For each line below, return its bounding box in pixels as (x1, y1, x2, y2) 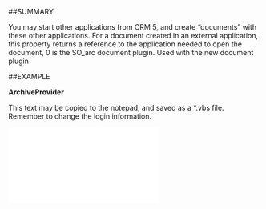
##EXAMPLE (8, 72, 50, 81)
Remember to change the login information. (8, 111, 152, 121)
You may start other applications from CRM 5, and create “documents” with (8, 22, 257, 31)
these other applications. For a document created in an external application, (8, 31, 259, 40)
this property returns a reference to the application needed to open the (8, 39, 243, 49)
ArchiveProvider (8, 87, 64, 97)
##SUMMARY (8, 7, 54, 16)
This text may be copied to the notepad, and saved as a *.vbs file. (8, 103, 224, 112)
